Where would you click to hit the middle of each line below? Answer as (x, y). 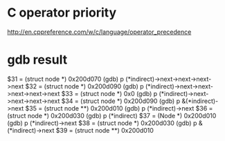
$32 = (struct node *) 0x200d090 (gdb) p (84, 86)
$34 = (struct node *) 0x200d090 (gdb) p (121, 101)
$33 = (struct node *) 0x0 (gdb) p (109, 93)
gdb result (37, 60)
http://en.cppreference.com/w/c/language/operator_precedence (99, 32)
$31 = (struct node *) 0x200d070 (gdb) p (66, 79)
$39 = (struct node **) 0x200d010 (105, 130)
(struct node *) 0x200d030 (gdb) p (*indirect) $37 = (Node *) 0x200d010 (112, 115)
